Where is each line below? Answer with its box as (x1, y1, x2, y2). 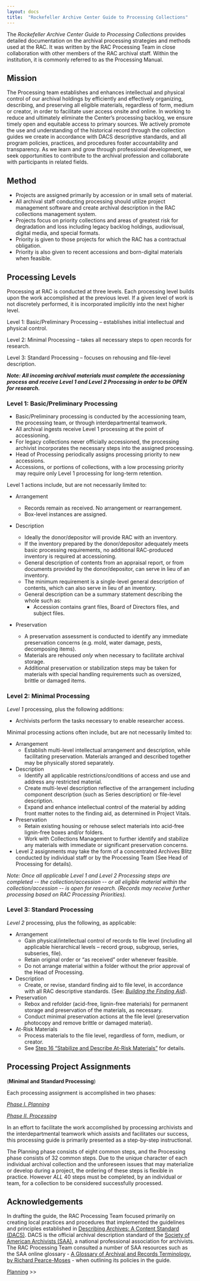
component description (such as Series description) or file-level (24, 791, 181, 798)
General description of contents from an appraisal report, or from (24, 559, 184, 566)
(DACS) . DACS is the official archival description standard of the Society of (7, 1232, 190, 1239)
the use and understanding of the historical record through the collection (7, 127, 185, 134)
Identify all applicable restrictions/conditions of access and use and (24, 771, 190, 779)
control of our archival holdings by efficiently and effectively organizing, (7, 95, 183, 102)
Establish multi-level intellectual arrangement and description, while (24, 746, 191, 754)
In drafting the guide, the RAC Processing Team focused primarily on (7, 1213, 175, 1220)
